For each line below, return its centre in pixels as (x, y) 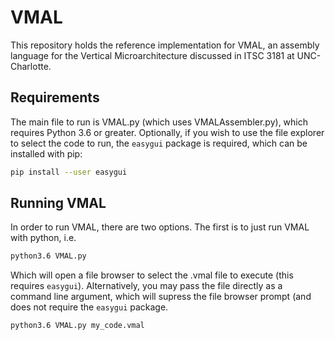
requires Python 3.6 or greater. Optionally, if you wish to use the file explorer (167, 132)
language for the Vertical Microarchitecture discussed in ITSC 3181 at (152, 55)
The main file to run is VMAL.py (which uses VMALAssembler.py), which (159, 122)
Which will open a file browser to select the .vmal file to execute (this (152, 275)
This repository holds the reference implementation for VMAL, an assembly (165, 45)
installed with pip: (46, 153)
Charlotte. (31, 66)
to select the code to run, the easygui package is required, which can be (159, 143)
